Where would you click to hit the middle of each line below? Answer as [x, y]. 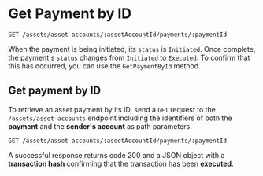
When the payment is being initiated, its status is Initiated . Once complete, [132, 49]
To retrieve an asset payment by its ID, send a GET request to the [112, 109]
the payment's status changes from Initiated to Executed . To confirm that [129, 57]
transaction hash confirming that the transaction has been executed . [121, 163]
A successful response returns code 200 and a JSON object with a [117, 155]
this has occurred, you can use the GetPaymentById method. [104, 66]
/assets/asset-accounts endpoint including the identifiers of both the [120, 118]
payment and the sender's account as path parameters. [100, 126]
